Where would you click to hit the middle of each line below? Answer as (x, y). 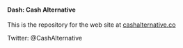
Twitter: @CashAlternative (45, 38)
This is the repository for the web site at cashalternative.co (91, 25)
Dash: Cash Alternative (41, 10)
